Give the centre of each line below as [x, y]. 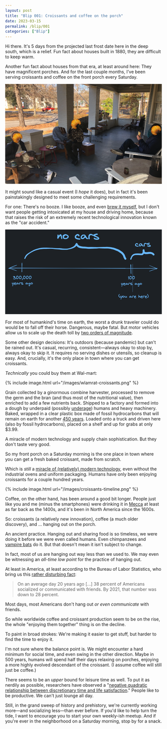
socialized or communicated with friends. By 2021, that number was [87, 589]
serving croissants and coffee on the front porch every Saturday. [71, 77]
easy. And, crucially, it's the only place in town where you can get [72, 358]
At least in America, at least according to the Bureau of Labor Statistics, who [83, 569]
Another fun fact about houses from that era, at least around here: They [79, 67]
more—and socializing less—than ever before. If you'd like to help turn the [81, 710]
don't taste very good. [28, 444]
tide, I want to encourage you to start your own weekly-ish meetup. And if [81, 716]
